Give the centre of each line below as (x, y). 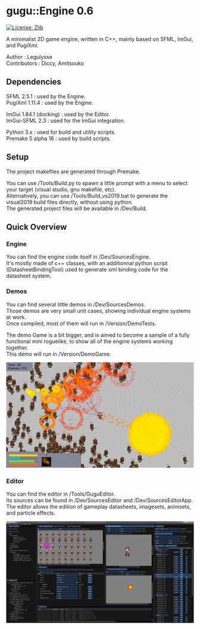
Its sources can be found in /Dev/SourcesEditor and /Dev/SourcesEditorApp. (100, 500)
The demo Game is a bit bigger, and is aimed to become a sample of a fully (98, 335)
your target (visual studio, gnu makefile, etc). (61, 189)
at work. (16, 317)
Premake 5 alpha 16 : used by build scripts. (59, 138)
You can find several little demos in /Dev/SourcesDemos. (76, 304)
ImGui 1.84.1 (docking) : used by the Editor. (58, 114)
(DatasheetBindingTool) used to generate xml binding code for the (87, 270)
